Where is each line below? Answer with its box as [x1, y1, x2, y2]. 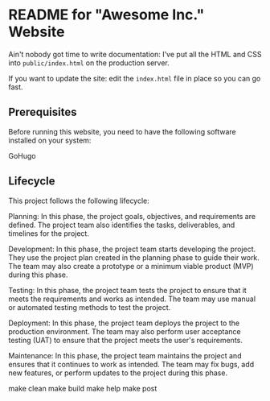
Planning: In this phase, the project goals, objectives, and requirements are [8, 211, 256, 221]
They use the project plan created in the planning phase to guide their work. [8, 252, 260, 263]
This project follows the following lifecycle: [8, 196, 150, 205]
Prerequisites [8, 105, 77, 119]
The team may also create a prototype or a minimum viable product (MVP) [8, 261, 255, 271]
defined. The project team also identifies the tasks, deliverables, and [8, 220, 235, 229]
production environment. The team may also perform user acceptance [8, 326, 241, 336]
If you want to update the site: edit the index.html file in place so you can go [8, 73, 261, 83]
